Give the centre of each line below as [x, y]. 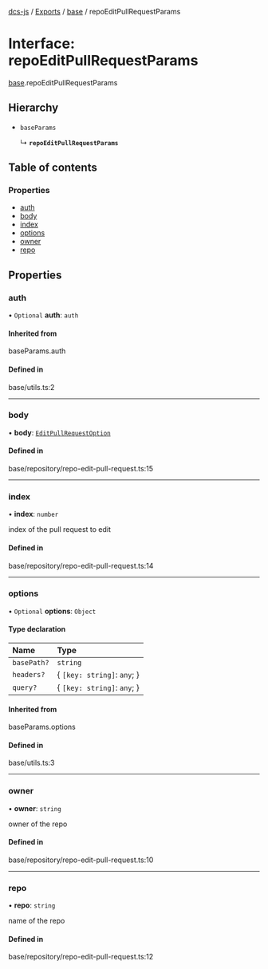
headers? [29, 675]
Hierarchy [33, 108]
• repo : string [32, 905]
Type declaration [37, 629]
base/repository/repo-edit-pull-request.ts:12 [81, 957]
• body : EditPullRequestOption [59, 432]
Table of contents [53, 168]
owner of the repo [38, 824]
